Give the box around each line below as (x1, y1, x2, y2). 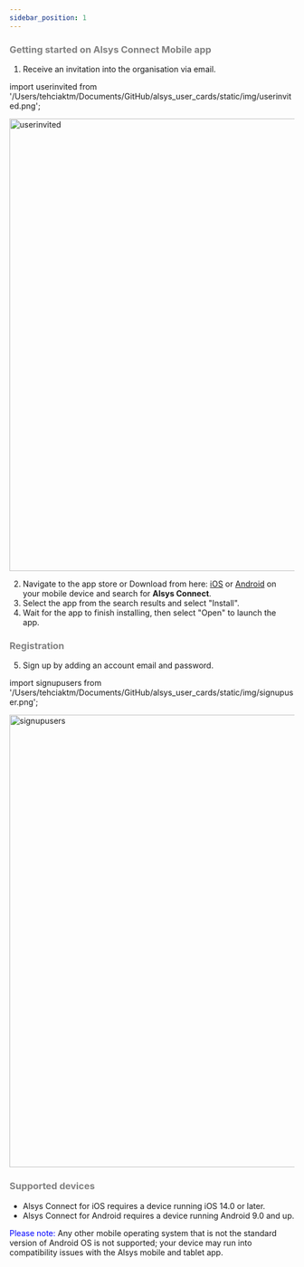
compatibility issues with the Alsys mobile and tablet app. (9, 1246, 223, 1258)
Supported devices (9, 1180, 95, 1193)
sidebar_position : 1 (9, 13, 88, 23)
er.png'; (9, 697, 39, 708)
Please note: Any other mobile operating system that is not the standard (9, 1227, 278, 1238)
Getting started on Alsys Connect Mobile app (9, 43, 212, 55)
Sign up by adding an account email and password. (22, 660, 214, 671)
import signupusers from (9, 678, 102, 689)
